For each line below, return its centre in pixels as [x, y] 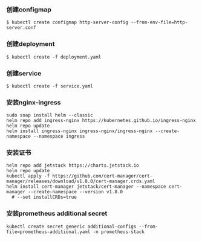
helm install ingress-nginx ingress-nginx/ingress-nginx [80, 131]
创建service [24, 73]
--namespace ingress [59, 137]
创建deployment [31, 44]
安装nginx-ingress [34, 102]
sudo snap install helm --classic [50, 115]
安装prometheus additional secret [57, 214]
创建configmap [29, 9]
